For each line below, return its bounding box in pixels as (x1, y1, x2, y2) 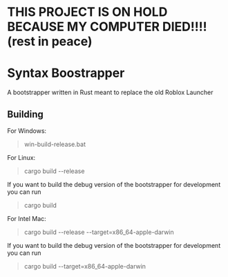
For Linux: (7, 153, 36, 161)
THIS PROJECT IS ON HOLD (7, 4, 168, 20)
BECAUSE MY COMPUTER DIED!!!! (7, 19, 207, 35)
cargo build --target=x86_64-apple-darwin (23, 262, 146, 270)
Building (7, 108, 44, 120)
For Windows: (7, 126, 47, 135)
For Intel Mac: (7, 214, 46, 222)
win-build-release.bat (23, 140, 86, 148)
